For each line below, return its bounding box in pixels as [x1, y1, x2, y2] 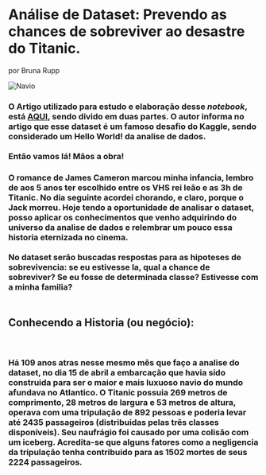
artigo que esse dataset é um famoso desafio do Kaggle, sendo [8, 121, 256, 132]
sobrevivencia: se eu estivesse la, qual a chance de [8, 261, 210, 272]
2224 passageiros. [8, 456, 83, 467]
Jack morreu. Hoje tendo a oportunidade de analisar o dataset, [8, 201, 254, 212]
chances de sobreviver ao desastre [8, 22, 245, 41]
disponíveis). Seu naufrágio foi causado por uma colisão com [8, 426, 249, 438]
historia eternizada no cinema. [8, 232, 129, 243]
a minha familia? [8, 281, 73, 292]
